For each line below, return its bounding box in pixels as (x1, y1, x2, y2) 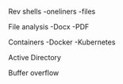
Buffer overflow (8, 68, 60, 78)
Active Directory (8, 53, 62, 62)
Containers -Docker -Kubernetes (8, 37, 116, 47)
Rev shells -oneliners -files (8, 7, 96, 16)
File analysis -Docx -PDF (8, 22, 90, 31)
